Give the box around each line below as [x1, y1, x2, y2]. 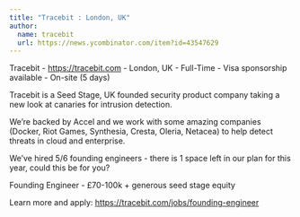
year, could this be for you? [9, 162, 110, 173]
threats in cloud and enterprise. [9, 135, 126, 146]
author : [9, 22, 39, 30]
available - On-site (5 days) [9, 73, 110, 83]
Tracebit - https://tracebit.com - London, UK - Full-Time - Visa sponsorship [9, 63, 287, 74]
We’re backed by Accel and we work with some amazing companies [9, 117, 262, 127]
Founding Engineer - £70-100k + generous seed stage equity [9, 180, 236, 191]
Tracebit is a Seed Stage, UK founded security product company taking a [9, 90, 280, 100]
